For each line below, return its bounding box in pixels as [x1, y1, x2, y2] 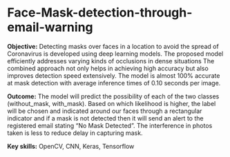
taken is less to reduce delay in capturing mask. [7, 129, 143, 137]
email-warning [7, 19, 93, 35]
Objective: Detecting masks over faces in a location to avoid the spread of [7, 42, 219, 50]
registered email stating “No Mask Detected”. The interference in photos [7, 121, 213, 129]
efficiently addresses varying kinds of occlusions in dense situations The [7, 56, 215, 65]
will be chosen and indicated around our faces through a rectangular [7, 107, 202, 115]
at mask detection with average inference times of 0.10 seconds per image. [7, 78, 221, 87]
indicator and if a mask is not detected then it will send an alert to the [7, 114, 204, 122]
